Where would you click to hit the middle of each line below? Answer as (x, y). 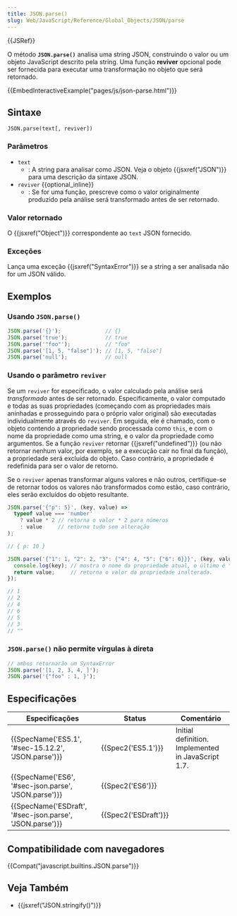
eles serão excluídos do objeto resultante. (68, 494)
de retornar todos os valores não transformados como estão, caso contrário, (119, 487)
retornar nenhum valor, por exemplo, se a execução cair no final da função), (118, 451)
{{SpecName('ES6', (43, 777)
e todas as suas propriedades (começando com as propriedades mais (109, 406)
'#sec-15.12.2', (38, 748)
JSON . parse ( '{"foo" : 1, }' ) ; (52, 677)
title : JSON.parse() (38, 14)
